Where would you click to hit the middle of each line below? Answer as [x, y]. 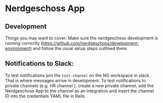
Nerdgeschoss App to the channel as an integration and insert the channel [80, 91]
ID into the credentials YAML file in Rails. [45, 96]
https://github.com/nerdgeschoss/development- [91, 43]
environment [18, 48]
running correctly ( [24, 43]
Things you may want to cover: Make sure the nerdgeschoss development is [81, 38]
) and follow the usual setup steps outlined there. [79, 48]
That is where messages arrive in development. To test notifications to [75, 80]
